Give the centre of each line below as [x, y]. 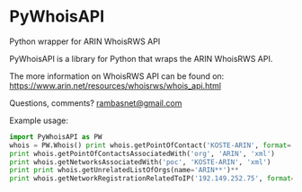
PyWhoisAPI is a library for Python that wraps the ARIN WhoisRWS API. [141, 58]
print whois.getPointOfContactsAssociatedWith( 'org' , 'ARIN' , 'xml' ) [142, 153]
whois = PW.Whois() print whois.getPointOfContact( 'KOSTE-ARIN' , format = [151, 145]
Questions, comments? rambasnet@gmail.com [96, 103]
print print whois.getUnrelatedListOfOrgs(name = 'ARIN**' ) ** [124, 170]
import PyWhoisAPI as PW [56, 136]
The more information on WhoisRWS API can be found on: [117, 76]
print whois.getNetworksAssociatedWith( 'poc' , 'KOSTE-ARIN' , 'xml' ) [140, 162]
